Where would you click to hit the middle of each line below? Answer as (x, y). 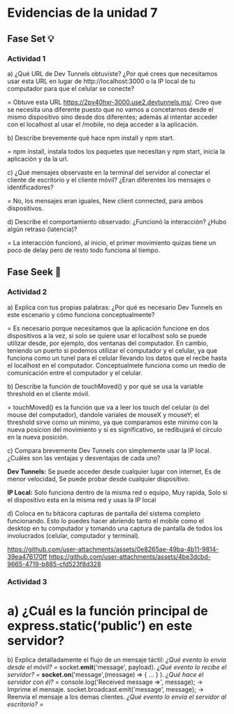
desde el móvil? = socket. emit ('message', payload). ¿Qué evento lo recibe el (117, 667)
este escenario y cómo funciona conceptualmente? (81, 314)
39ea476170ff (27, 556)
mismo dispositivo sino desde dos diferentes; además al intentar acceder (112, 117)
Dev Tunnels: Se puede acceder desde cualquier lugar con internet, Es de (114, 471)
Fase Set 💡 (31, 39)
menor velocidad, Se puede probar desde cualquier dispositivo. (98, 479)
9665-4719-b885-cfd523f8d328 (54, 564)
